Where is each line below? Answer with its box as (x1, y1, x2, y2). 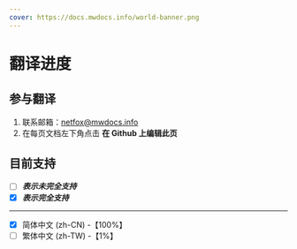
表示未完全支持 (21, 181, 77, 192)
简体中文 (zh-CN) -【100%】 (21, 219, 127, 230)
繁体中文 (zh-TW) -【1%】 (21, 230, 118, 241)
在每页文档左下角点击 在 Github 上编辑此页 (21, 127, 179, 138)
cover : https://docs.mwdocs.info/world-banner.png (9, 12, 200, 22)
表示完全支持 (21, 192, 69, 203)
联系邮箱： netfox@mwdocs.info (21, 117, 139, 127)
